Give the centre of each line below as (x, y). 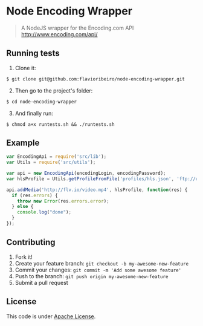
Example (23, 142)
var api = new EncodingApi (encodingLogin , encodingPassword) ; (86, 174)
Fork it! (24, 257)
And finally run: (34, 113)
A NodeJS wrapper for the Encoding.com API (77, 28)
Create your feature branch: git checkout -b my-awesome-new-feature (102, 263)
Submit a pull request (41, 282)
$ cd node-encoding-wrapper (42, 102)
